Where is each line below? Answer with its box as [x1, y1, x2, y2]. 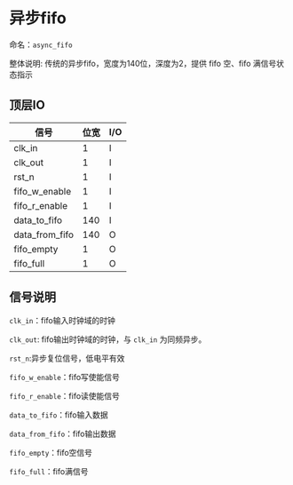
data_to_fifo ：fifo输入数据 [9, 409, 108, 420]
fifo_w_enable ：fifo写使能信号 [9, 371, 120, 382]
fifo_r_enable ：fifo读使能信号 [9, 390, 120, 401]
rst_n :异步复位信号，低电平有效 [9, 353, 125, 363]
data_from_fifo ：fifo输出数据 [9, 428, 116, 439]
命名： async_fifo [9, 39, 73, 50]
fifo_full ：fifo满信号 [9, 465, 89, 476]
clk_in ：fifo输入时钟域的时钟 [9, 314, 115, 325]
